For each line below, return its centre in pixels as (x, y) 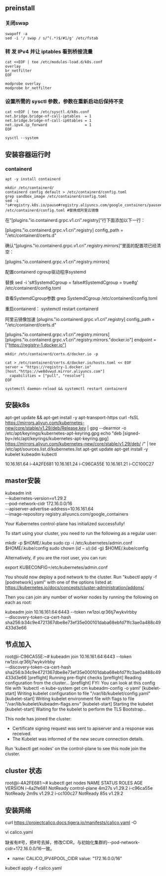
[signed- (131, 433)
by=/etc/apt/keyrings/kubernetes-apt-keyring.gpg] (57, 438)
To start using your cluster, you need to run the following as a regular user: (81, 533)
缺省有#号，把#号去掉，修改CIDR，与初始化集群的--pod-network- (72, 842)
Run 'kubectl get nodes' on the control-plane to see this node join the (76, 749)
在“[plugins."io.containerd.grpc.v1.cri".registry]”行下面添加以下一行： (75, 220)
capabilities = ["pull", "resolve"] (47, 376)
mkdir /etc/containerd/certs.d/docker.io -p (52, 354)
